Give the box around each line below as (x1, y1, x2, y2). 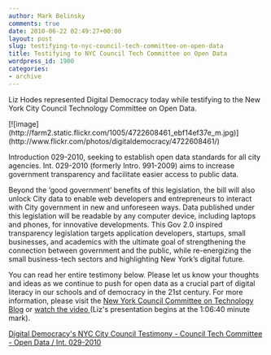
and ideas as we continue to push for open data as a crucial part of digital (8, 278, 256, 288)
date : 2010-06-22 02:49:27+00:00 (8, 27, 122, 35)
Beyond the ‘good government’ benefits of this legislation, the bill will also (8, 184, 256, 195)
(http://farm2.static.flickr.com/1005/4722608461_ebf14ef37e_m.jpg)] (8, 128, 239, 137)
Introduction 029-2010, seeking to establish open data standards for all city (8, 152, 261, 162)
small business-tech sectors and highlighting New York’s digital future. (8, 253, 245, 264)
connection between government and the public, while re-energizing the (8, 245, 251, 255)
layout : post (8, 34, 53, 43)
